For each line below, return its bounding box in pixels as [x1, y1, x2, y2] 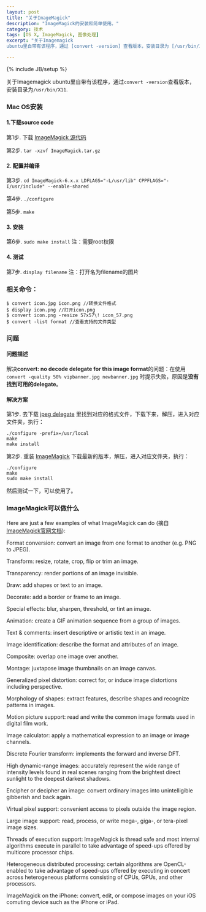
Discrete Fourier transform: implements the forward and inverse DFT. [6, 749, 181, 757]
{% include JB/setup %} [6, 65, 67, 72]
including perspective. [6, 683, 63, 690]
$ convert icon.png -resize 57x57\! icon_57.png [6, 312, 133, 318]
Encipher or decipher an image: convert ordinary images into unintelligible [6, 786, 193, 794]
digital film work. [6, 719, 48, 727]
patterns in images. [6, 701, 55, 708]
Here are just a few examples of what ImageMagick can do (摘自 [6, 519, 169, 526]
